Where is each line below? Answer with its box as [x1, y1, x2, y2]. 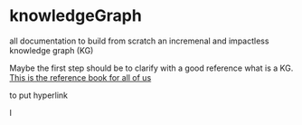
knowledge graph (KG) [9, 44, 94, 55]
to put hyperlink [9, 90, 69, 101]
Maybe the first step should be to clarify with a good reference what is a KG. [9, 62, 294, 73]
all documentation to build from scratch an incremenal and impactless [9, 35, 269, 46]
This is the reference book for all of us [9, 72, 152, 82]
